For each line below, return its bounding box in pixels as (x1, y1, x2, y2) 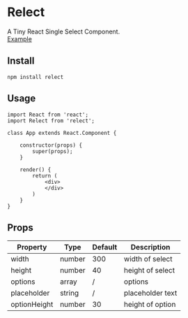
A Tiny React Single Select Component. (7, 27, 120, 36)
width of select (124, 254, 173, 264)
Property (17, 243, 47, 252)
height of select (124, 266, 175, 275)
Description (130, 243, 171, 252)
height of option (124, 300, 176, 310)
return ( (32, 172, 58, 179)
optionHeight (10, 300, 54, 310)
